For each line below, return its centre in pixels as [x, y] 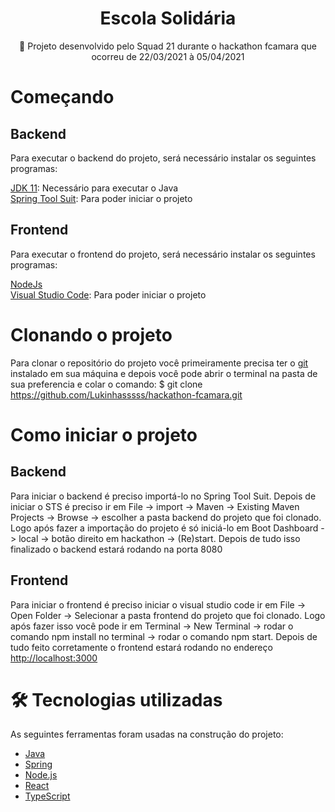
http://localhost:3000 [54, 658]
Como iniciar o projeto [104, 434]
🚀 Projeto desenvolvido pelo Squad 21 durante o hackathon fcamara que [168, 46]
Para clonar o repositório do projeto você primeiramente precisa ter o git [159, 363]
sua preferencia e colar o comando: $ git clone [106, 384]
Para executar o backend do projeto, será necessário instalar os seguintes [163, 158]
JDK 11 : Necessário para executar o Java [94, 188]
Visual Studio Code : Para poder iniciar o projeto [108, 294]
